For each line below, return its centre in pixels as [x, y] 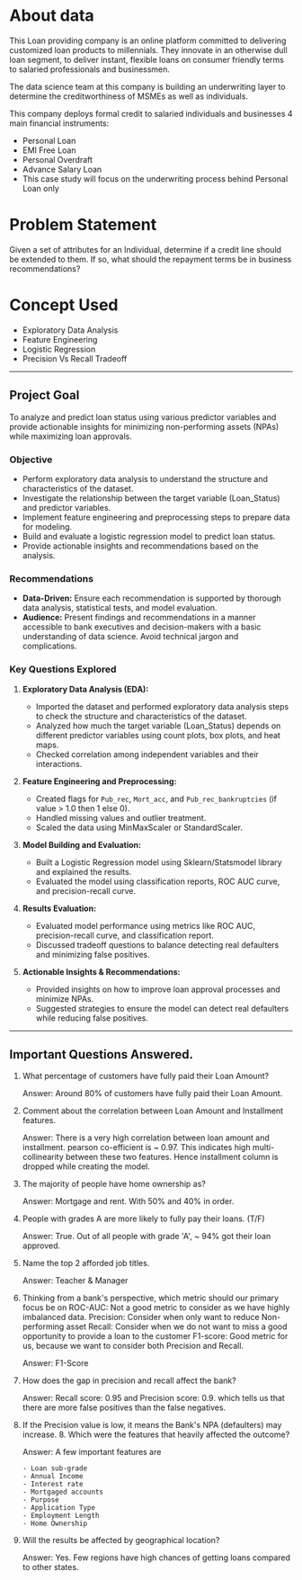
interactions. [59, 763]
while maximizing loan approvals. [71, 436]
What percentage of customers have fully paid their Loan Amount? [146, 1076]
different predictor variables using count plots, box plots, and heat [158, 735]
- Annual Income [53, 1477]
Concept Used [64, 305]
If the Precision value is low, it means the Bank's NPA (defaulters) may [152, 1425]
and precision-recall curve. [86, 890]
